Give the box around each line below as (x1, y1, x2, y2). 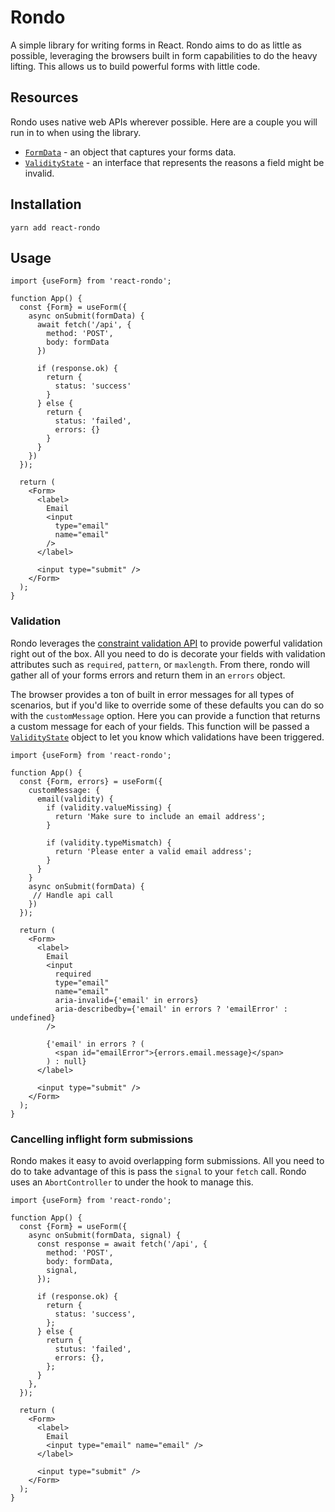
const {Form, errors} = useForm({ (19, 776, 163, 786)
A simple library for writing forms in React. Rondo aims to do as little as (10, 39, 303, 51)
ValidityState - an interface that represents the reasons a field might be (24, 156, 325, 168)
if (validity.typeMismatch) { (46, 837, 172, 848)
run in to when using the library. (10, 126, 142, 138)
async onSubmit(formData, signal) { (28, 1230, 182, 1240)
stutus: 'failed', (54, 1344, 132, 1354)
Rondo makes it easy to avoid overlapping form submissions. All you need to (10, 1154, 325, 1166)
